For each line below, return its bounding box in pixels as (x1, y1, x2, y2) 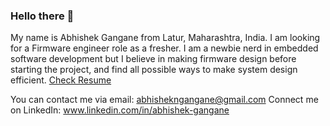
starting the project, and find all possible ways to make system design (10, 64, 298, 76)
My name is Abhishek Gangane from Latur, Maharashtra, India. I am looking (10, 32, 321, 44)
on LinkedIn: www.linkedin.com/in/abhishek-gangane (10, 104, 230, 116)
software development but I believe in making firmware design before (10, 53, 297, 65)
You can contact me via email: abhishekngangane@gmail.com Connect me (10, 94, 319, 106)
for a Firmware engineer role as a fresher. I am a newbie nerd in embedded (10, 42, 319, 54)
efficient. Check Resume (10, 74, 112, 86)
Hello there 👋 (10, 9, 75, 23)
